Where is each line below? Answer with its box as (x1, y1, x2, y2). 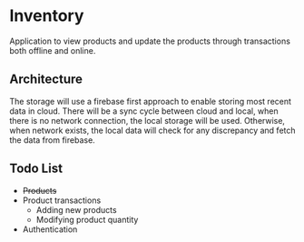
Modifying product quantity (35, 214, 139, 225)
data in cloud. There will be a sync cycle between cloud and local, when (9, 106, 279, 116)
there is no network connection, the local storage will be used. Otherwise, (9, 115, 286, 126)
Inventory (9, 5, 84, 26)
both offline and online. (9, 45, 96, 55)
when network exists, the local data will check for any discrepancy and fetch (9, 125, 297, 136)
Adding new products (35, 204, 117, 215)
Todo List (9, 161, 64, 176)
